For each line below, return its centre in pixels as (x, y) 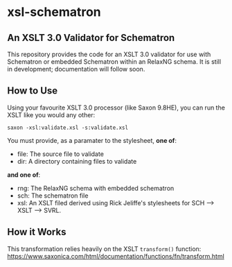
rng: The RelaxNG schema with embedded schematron (96, 188)
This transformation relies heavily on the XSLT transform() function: (104, 249)
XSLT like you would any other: (51, 114)
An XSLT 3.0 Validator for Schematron (91, 38)
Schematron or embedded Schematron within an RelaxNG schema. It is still (114, 62)
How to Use (33, 91)
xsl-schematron (54, 12)
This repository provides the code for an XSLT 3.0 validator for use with (109, 54)
